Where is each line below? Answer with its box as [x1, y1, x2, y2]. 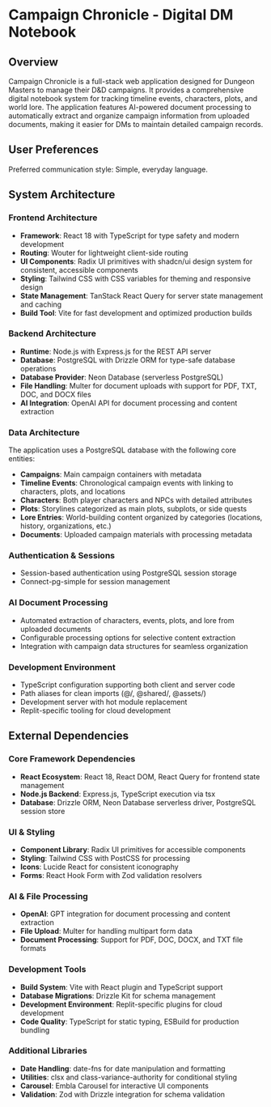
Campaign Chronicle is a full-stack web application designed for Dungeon [8, 77, 255, 86]
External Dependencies [8, 729, 129, 743]
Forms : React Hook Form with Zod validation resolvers [19, 870, 202, 880]
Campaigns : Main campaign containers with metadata [19, 469, 202, 479]
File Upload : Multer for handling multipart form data [19, 927, 193, 936]
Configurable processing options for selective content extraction [19, 633, 236, 643]
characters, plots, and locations [19, 487, 125, 497]
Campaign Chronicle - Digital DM [8, 6, 234, 24]
